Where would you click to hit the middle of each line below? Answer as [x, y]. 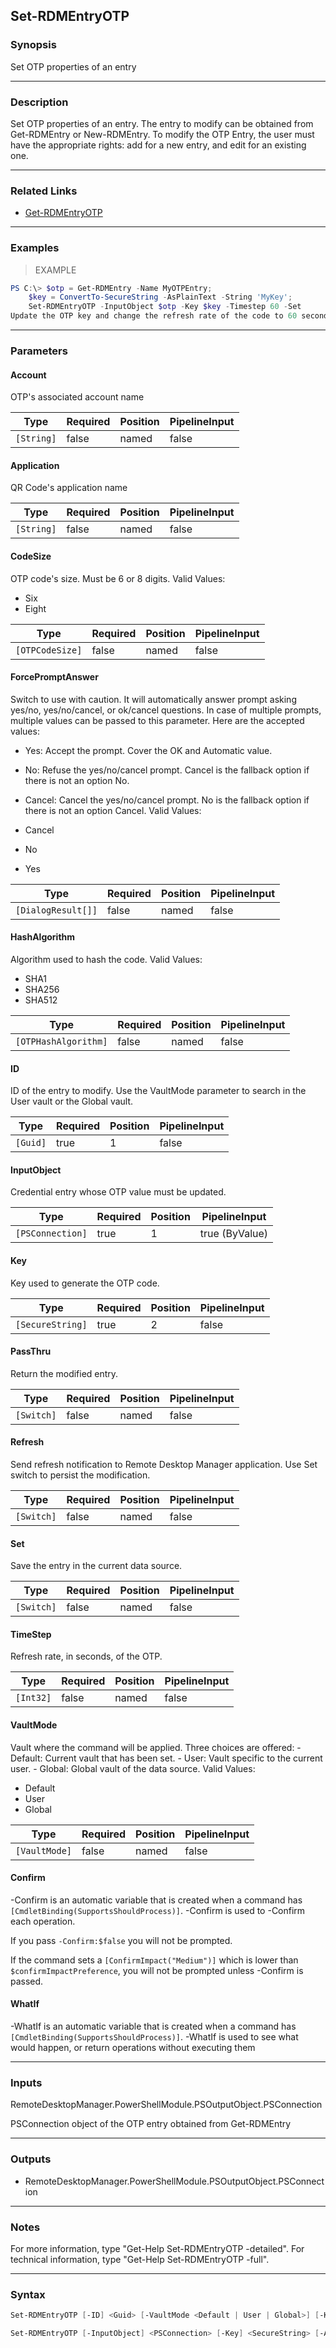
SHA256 [42, 990]
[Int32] [33, 1698]
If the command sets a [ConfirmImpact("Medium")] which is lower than [154, 1960]
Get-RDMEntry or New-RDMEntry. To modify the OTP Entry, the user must [162, 134]
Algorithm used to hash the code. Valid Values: [106, 960]
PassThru [31, 1351]
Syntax [28, 2294]
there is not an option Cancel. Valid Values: [113, 810]
